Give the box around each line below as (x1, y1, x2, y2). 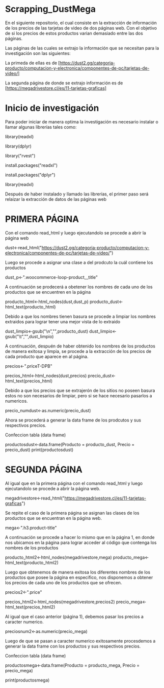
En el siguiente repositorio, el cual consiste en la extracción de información (5, 20, 157, 26)
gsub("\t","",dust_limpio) (5, 333, 54, 339)
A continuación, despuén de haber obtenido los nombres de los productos (5, 343, 156, 349)
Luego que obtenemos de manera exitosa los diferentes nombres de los (5, 569, 151, 575)
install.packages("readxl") (5, 162, 58, 168)
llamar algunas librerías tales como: (5, 124, 77, 130)
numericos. (5, 398, 28, 404)
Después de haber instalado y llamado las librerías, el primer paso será (5, 191, 149, 197)
